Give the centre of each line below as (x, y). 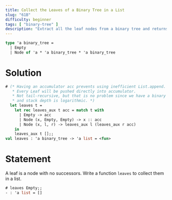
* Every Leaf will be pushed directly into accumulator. (74, 91)
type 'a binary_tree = (29, 43)
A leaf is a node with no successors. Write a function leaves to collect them (85, 173)
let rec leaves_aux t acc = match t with (59, 110)
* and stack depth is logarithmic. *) (53, 101)
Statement (28, 159)
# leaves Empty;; (24, 188)
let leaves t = (26, 106)
